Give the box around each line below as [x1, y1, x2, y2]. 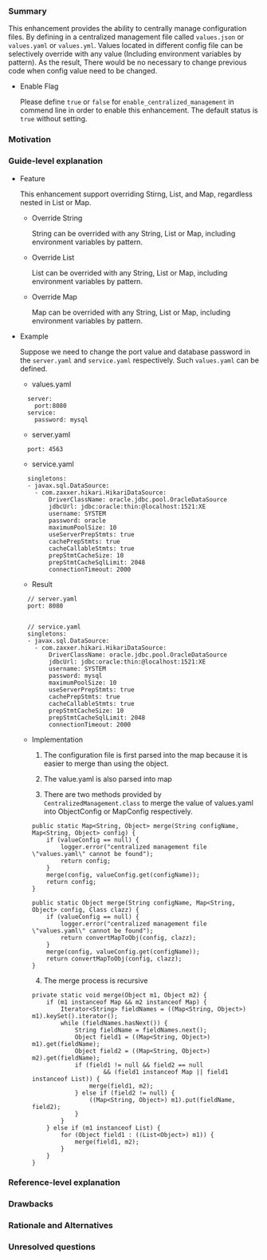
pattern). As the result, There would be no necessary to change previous [8, 57, 247, 67]
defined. [19, 363, 48, 373]
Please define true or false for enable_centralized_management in [19, 97, 234, 107]
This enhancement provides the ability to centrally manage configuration [8, 24, 247, 34]
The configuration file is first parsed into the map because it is [43, 750, 249, 759]
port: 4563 [27, 445, 64, 453]
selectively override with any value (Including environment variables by [8, 50, 241, 59]
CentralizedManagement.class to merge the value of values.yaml [43, 798, 253, 807]
